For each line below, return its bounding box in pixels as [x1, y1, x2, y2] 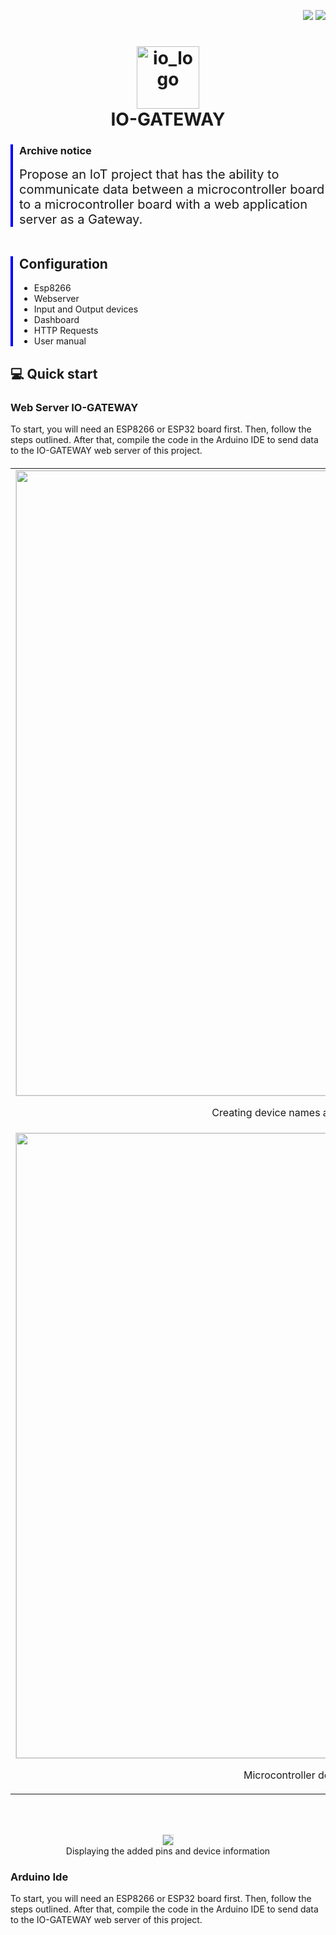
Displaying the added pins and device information [65, 1845, 271, 1857]
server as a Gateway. [19, 211, 143, 228]
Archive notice [19, 144, 92, 158]
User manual [33, 335, 87, 347]
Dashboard [33, 314, 80, 326]
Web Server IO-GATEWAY [10, 400, 139, 414]
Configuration [19, 255, 108, 272]
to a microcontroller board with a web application [19, 196, 308, 213]
